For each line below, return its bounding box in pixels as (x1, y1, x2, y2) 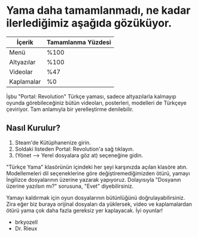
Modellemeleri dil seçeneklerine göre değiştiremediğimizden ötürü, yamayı (6, 169, 190, 177)
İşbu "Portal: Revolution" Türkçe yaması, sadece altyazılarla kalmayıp (6, 92, 176, 100)
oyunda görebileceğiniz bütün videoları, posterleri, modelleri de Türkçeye (6, 99, 187, 106)
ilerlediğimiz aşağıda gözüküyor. (6, 16, 172, 30)
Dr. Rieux (14, 224, 38, 232)
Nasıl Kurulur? (6, 123, 61, 133)
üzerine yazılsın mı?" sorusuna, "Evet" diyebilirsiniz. (6, 182, 134, 190)
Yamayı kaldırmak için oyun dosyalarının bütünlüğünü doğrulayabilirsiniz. (6, 194, 185, 201)
